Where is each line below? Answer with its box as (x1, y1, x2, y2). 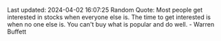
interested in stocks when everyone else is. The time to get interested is (7, 13, 211, 21)
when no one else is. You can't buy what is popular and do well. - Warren (7, 20, 215, 28)
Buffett (7, 27, 27, 36)
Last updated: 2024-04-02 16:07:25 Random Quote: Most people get (7, 6, 203, 14)
